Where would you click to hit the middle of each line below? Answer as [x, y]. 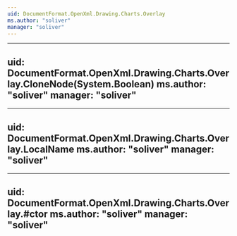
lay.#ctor [28, 215]
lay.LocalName [41, 149]
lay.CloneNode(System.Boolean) [81, 84]
